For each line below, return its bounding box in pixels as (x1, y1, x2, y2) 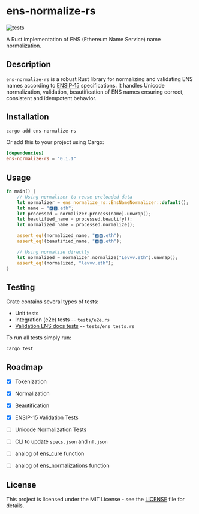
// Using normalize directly (17, 249, 90, 255)
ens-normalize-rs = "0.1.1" (6, 156, 77, 162)
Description (6, 59, 51, 70)
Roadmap (6, 362, 43, 372)
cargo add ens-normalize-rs (6, 128, 77, 134)
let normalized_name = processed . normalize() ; (17, 222, 135, 228)
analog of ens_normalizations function (14, 462, 110, 469)
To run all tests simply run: (6, 334, 72, 341)
